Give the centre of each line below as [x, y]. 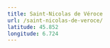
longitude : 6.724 [33, 34]
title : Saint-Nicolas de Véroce [55, 14]
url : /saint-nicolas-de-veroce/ [55, 20]
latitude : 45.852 [33, 27]
